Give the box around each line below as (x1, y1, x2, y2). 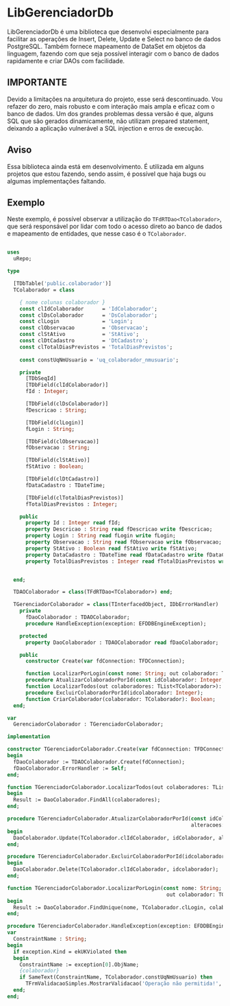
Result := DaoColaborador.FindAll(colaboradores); (13, 796, 161, 803)
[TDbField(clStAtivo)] (25, 457, 90, 464)
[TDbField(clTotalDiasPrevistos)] (25, 494, 125, 501)
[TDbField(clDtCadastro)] (25, 476, 99, 482)
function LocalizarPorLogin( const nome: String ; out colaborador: (25, 670, 219, 678)
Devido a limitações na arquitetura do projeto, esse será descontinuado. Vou (7, 95, 223, 103)
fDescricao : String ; (25, 407, 88, 414)
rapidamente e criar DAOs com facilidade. (7, 56, 125, 65)
